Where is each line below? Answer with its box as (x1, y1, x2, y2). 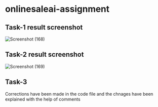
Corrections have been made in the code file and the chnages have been (5, 91, 154, 97)
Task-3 (5, 78, 27, 86)
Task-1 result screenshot (5, 23, 83, 32)
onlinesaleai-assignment (5, 3, 110, 15)
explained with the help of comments (5, 96, 80, 102)
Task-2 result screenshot (5, 50, 84, 59)
